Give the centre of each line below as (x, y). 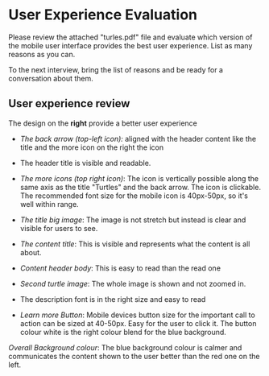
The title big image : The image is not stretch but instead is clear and (133, 220)
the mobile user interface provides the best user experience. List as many (130, 45)
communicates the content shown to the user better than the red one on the (134, 356)
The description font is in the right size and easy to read (113, 299)
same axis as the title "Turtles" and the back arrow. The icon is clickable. (141, 187)
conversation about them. (51, 78)
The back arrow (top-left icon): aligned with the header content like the (138, 138)
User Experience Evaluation (103, 15)
